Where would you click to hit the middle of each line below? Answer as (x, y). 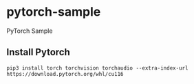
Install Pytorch (38, 52)
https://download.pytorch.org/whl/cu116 (65, 74)
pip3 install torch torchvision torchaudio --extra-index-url (97, 68)
